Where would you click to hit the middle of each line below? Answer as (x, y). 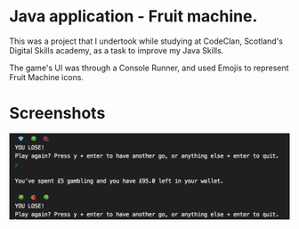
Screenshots (57, 114)
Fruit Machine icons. (47, 77)
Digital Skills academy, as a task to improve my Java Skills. (117, 50)
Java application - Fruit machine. (133, 16)
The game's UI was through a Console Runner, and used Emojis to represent (149, 68)
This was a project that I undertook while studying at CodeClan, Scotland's (146, 41)
